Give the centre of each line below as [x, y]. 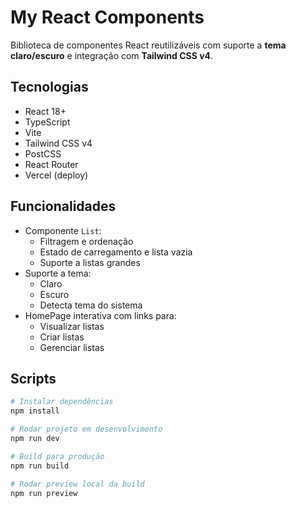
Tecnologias [49, 87]
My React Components [107, 17]
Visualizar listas [72, 326]
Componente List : [63, 230]
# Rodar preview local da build [77, 484]
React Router [51, 164]
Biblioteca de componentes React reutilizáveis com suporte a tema [148, 45]
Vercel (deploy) [56, 175]
